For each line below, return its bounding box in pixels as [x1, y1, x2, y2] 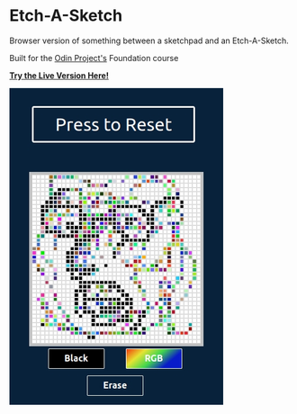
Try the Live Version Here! [9, 69, 110, 81]
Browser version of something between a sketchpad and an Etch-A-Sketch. [9, 35, 290, 46]
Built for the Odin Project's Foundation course [9, 52, 179, 63]
